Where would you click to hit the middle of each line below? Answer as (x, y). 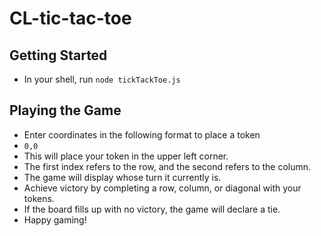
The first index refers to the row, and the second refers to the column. (167, 166)
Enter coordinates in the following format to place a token (142, 134)
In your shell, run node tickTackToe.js (102, 79)
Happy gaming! (55, 219)
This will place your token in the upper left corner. (126, 156)
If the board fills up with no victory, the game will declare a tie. (152, 209)
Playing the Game (65, 110)
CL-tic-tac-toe (70, 18)
